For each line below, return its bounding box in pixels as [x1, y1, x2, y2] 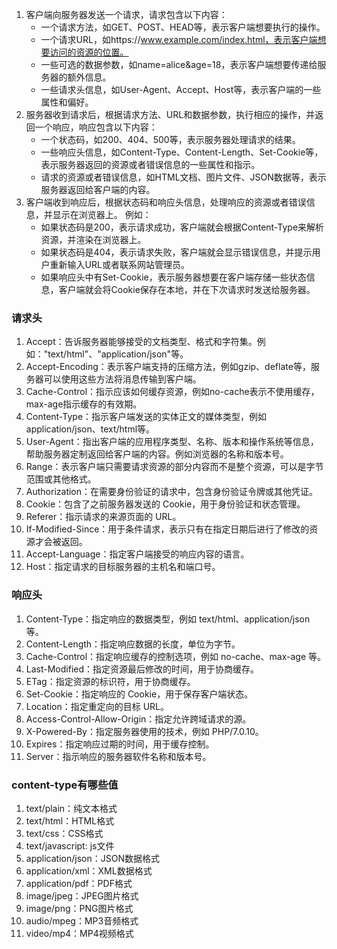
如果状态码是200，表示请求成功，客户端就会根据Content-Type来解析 [40, 221, 325, 233]
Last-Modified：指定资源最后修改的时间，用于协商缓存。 [25, 663, 260, 675]
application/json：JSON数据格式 [25, 852, 160, 864]
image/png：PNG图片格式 [25, 902, 134, 914]
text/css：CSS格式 [25, 827, 104, 839]
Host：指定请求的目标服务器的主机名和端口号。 [25, 561, 221, 573]
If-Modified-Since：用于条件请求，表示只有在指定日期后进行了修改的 [25, 523, 310, 535]
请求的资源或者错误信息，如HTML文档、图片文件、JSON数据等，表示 [40, 171, 327, 183]
